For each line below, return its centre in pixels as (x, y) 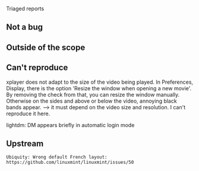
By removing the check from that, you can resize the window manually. (93, 94)
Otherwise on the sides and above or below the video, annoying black (91, 101)
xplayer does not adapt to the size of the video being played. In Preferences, (100, 82)
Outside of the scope (46, 47)
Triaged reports (25, 9)
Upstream (25, 143)
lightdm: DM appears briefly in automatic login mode (70, 125)
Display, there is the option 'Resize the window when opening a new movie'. (99, 88)
